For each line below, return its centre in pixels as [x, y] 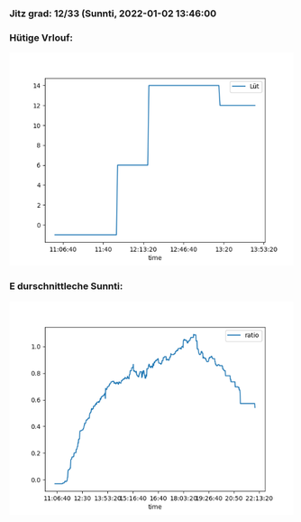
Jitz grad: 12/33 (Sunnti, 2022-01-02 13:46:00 [113, 14]
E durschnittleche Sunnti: [66, 286]
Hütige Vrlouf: [41, 37]
